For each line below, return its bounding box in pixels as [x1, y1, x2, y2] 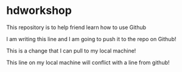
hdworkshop [6, 4, 72, 18]
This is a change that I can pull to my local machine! [6, 47, 136, 54]
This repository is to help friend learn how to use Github [6, 24, 147, 31]
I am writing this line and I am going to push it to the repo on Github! [6, 35, 177, 42]
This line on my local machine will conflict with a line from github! [6, 59, 170, 66]
